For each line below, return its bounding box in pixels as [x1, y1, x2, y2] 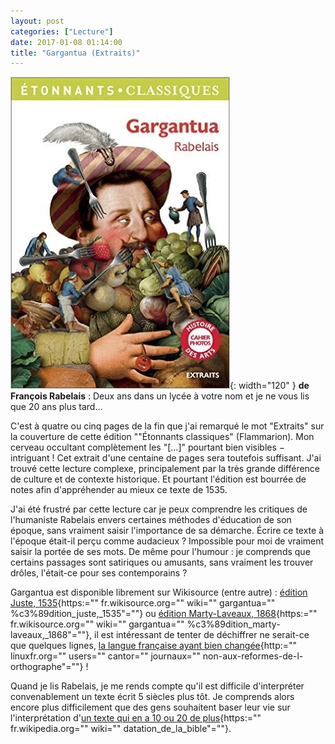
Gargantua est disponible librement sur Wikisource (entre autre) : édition [10, 586, 308, 599]
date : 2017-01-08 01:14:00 [10, 37, 123, 47]
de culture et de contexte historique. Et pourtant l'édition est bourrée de [10, 473, 307, 485]
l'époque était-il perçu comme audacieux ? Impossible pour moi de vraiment [10, 535, 325, 547]
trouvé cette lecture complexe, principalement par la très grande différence [10, 463, 321, 475]
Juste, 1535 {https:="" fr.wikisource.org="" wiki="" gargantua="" [10, 597, 276, 609]
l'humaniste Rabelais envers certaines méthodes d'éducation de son [10, 514, 292, 526]
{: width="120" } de [229, 380, 310, 392]
